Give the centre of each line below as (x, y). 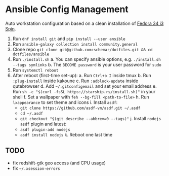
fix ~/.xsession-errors (36, 168)
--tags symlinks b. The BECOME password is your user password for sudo (87, 64)
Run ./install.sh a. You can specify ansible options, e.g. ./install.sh (87, 59)
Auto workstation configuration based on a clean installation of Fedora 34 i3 (85, 23)
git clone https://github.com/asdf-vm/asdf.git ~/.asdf (80, 108)
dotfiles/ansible (31, 54)
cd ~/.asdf (32, 113)
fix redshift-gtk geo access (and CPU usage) (59, 163)
